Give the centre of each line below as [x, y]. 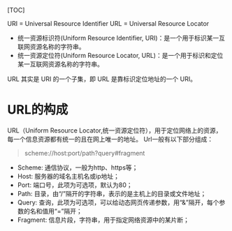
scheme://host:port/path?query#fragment [85, 153]
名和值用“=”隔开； [56, 211]
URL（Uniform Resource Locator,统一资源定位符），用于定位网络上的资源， [115, 130]
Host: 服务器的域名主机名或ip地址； [68, 176]
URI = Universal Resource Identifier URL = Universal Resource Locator [108, 23]
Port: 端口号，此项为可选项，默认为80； [75, 185]
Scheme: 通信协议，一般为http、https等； [78, 167]
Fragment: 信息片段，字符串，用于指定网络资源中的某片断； [103, 220]
